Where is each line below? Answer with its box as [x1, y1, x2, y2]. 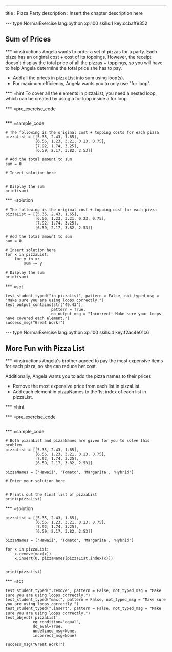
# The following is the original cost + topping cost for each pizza [5, 207, 157, 212]
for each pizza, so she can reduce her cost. [5, 363, 97, 369]
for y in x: [14, 256, 40, 261]
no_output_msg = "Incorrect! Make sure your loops [51, 311, 161, 316]
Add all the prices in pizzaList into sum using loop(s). [12, 75, 124, 81]
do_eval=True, [32, 624, 63, 629]
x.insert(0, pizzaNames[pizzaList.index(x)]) [14, 556, 114, 561]
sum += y [24, 261, 42, 266]
